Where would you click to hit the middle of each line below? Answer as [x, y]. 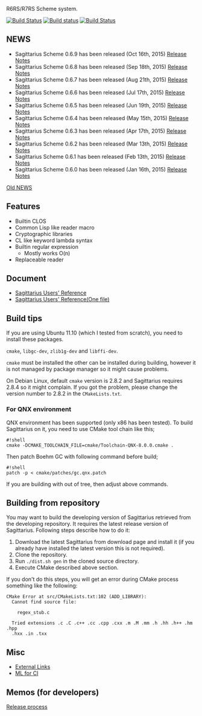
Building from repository [53, 503]
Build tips [24, 318]
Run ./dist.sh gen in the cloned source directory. [77, 561]
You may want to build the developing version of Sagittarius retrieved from [99, 517]
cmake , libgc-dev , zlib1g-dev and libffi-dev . [62, 351]
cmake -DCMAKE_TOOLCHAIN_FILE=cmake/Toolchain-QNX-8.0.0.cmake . [90, 445]
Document [26, 279]
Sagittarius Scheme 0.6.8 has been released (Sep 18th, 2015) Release [101, 66]
